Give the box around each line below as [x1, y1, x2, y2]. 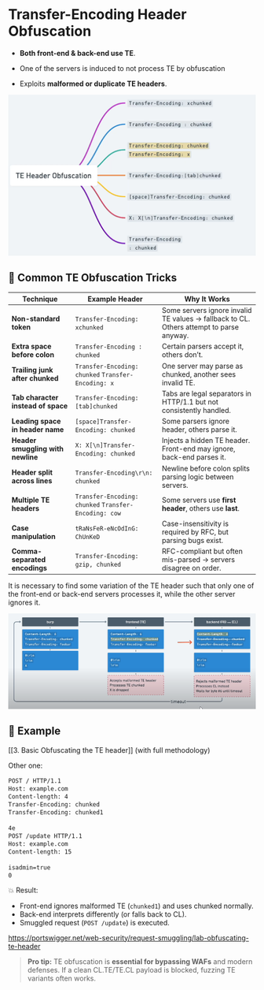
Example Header [87, 294, 143, 303]
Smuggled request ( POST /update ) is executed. [19, 917, 170, 927]
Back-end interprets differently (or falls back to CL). [19, 909, 187, 919]
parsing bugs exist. [162, 536, 224, 545]
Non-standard [11, 314, 60, 324]
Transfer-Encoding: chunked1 [8, 808, 104, 817]
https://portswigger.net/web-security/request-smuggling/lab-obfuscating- [8, 932, 249, 943]
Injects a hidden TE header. [162, 436, 251, 445]
